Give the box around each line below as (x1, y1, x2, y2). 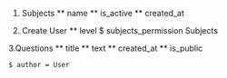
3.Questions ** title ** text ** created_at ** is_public (8, 43, 203, 54)
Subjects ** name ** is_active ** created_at (21, 8, 185, 18)
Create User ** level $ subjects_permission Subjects (21, 25, 219, 35)
